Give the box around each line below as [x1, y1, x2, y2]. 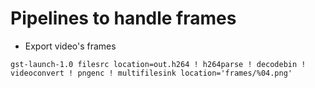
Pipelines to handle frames [10, 7, 237, 30]
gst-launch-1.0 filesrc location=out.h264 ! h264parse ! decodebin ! [10, 59, 307, 69]
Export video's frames [24, 40, 117, 52]
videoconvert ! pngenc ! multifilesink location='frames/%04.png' [10, 68, 293, 78]
